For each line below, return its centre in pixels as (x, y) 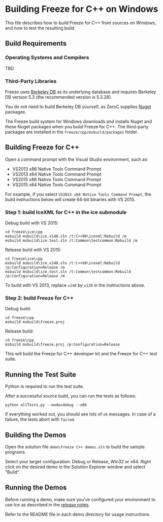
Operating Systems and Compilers (47, 58)
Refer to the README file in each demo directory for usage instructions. (78, 514)
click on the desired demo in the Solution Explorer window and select (75, 467)
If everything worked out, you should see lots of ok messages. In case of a (81, 414)
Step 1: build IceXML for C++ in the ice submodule (66, 212)
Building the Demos (36, 435)
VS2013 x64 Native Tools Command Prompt (57, 174)
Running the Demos (36, 488)
